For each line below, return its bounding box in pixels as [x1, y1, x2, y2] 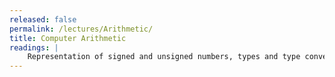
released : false [9, 14, 77, 25]
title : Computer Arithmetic [9, 33, 127, 43]
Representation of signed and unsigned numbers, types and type [27, 52, 301, 62]
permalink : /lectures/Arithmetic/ [9, 24, 154, 34]
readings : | [9, 42, 59, 53]
